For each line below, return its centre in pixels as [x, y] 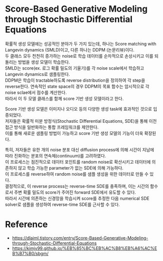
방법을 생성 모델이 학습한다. [44, 62]
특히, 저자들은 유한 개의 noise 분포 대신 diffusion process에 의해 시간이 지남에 [80, 149]
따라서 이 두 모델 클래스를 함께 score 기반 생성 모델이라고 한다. [64, 98]
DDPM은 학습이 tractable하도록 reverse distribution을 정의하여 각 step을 [75, 80]
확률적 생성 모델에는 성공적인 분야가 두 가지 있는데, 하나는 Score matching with [81, 44]
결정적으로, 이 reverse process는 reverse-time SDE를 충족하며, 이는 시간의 [77, 186]
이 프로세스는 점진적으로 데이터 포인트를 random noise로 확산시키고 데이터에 [78, 162]
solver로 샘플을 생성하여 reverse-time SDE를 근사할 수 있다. [63, 204]
